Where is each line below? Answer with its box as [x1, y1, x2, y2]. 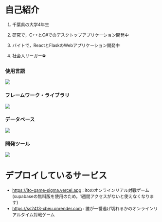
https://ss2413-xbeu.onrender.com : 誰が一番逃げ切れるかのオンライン [12, 206, 154, 212]
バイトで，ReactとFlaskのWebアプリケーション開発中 [12, 42, 120, 48]
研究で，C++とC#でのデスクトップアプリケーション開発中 [12, 32, 129, 38]
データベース [5, 116, 35, 123]
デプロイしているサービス [5, 170, 108, 181]
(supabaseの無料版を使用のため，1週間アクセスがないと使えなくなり [12, 194, 150, 200]
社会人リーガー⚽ [12, 52, 46, 59]
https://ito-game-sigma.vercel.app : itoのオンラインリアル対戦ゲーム [12, 187, 149, 193]
